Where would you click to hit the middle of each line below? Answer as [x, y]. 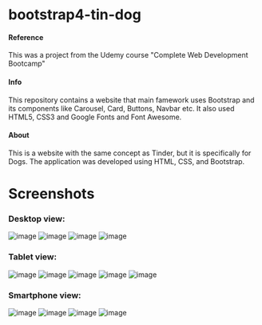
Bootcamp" [27, 64]
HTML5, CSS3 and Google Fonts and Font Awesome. [95, 117]
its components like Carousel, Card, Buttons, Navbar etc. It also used [121, 108]
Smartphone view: [45, 295]
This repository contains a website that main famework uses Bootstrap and [131, 100]
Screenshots [52, 193]
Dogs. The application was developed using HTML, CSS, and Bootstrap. [127, 161]
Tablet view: [33, 257]
